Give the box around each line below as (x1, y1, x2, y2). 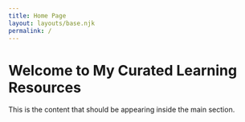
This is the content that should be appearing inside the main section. (8, 105, 235, 115)
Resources (8, 78, 82, 96)
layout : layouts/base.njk (8, 19, 95, 27)
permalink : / (8, 26, 52, 35)
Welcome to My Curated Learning (8, 61, 238, 79)
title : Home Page (8, 11, 67, 20)
